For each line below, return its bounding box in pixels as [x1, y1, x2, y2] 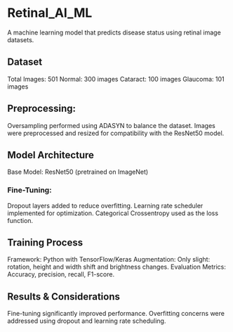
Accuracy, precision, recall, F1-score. [7, 270, 114, 279]
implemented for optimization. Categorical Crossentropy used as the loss [7, 209, 219, 217]
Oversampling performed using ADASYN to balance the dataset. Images [7, 121, 215, 129]
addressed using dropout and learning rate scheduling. [7, 317, 166, 325]
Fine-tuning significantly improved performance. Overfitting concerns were [7, 309, 225, 318]
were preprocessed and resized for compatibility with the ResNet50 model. [7, 129, 225, 137]
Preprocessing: [7, 103, 76, 115]
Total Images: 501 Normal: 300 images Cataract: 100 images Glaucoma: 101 [7, 75, 225, 83]
